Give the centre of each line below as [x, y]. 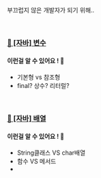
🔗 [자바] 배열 [27, 119]
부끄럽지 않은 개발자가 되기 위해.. [51, 10]
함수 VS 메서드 [37, 162]
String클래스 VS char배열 [51, 153]
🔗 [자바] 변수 [27, 43]
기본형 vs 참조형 [39, 77]
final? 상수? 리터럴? [43, 86]
